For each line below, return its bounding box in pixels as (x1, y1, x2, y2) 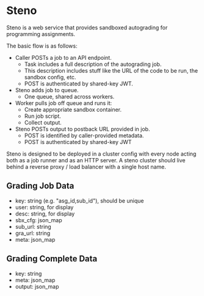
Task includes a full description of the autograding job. (24, 60, 162, 68)
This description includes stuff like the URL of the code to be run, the (24, 67, 199, 74)
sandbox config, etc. (24, 73, 76, 81)
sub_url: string (15, 223, 52, 230)
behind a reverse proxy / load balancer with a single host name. (6, 163, 167, 170)
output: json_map (15, 283, 59, 290)
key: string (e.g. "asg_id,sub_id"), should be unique (15, 197, 144, 204)
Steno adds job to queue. (15, 86, 79, 93)
